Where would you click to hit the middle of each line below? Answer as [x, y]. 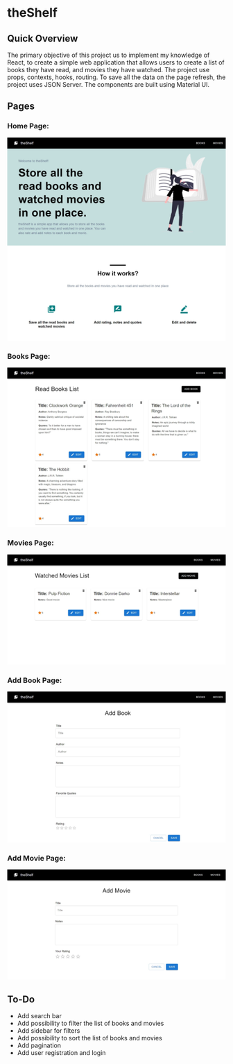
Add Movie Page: [36, 858]
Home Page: [28, 126]
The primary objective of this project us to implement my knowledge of [109, 55]
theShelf [32, 13]
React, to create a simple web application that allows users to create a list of [116, 62]
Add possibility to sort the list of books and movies [90, 1038]
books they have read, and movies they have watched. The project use [109, 70]
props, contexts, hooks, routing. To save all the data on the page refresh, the [116, 77]
